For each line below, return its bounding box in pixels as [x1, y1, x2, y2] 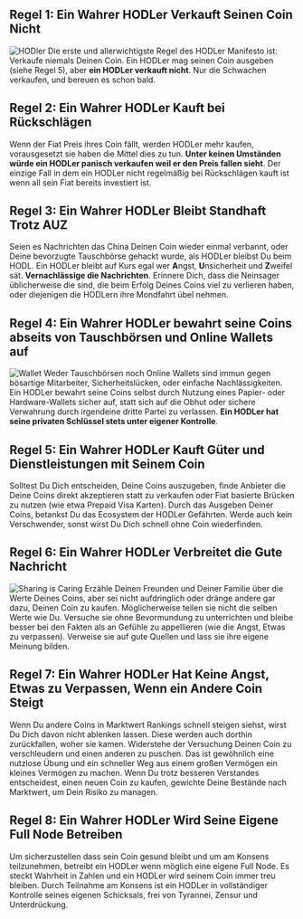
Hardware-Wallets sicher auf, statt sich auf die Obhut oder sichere [9, 397, 256, 408]
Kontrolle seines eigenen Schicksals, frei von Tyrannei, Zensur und [9, 889, 258, 900]
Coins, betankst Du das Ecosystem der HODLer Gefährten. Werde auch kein [9, 509, 293, 520]
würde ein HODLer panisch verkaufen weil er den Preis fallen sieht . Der [9, 157, 281, 168]
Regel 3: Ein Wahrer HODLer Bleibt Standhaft [9, 204, 267, 219]
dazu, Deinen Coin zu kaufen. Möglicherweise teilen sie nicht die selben [9, 602, 278, 613]
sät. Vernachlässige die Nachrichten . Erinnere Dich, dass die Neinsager [9, 270, 280, 281]
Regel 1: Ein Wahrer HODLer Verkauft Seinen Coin [9, 7, 294, 23]
